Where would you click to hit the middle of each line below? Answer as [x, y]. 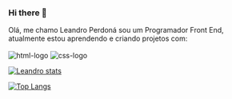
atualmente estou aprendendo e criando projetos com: [98, 38]
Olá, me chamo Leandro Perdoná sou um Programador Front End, [116, 30]
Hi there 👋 [28, 13]
